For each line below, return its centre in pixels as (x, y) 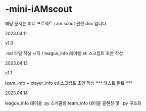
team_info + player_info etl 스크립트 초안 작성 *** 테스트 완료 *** (69, 83)
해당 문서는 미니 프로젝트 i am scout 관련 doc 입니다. (56, 23)
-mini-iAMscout (39, 9)
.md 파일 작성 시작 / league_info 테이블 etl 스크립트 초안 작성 (64, 53)
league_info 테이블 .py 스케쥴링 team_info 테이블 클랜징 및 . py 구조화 (73, 103)
